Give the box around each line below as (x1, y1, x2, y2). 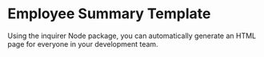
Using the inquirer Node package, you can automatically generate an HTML (7, 31, 257, 40)
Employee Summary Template (7, 5, 211, 23)
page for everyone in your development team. (7, 39, 158, 48)
